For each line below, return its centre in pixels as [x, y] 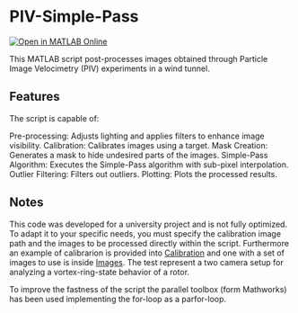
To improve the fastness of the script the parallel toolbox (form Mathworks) [148, 289]
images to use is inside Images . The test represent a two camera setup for [147, 262]
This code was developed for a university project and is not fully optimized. [149, 224]
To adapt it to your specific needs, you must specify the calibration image [145, 233]
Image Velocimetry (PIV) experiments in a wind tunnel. [110, 68]
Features [35, 97]
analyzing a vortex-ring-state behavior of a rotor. [100, 272]
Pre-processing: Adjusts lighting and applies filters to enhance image [137, 136]
